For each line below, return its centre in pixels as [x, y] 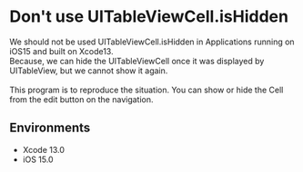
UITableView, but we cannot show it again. [89, 71]
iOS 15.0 [38, 159]
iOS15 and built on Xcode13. [61, 51]
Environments [50, 128]
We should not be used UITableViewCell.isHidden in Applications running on [152, 42]
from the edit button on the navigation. [81, 99]
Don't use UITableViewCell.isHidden [149, 17]
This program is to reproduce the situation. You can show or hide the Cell [146, 90]
